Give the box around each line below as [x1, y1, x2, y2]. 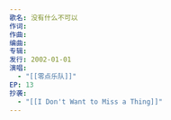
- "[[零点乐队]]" [17, 72, 77, 81]
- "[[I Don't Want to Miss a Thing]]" [17, 97, 164, 106]
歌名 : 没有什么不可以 [9, 13, 78, 23]
